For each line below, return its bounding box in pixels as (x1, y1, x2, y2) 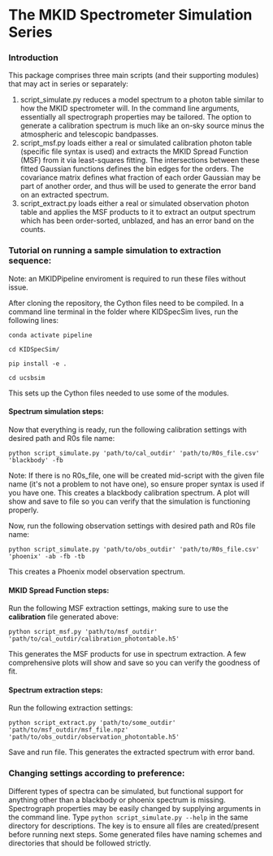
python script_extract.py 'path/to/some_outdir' (8, 718, 176, 727)
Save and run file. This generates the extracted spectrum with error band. (8, 747, 255, 758)
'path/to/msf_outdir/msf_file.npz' (8, 726, 129, 734)
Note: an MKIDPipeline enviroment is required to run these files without (8, 273, 246, 283)
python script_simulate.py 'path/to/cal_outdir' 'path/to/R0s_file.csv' (8, 449, 260, 457)
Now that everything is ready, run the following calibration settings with (8, 425, 247, 435)
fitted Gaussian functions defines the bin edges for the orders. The (19, 164, 245, 174)
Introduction (8, 52, 58, 63)
